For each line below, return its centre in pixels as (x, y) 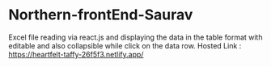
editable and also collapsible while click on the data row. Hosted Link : (125, 45)
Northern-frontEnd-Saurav (101, 15)
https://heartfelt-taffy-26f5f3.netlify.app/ (76, 54)
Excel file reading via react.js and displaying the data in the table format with (135, 37)
